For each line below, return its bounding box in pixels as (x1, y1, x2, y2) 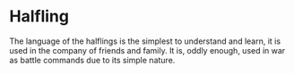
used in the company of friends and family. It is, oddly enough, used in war (9, 45, 286, 55)
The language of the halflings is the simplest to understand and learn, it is (9, 36, 281, 46)
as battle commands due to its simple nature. (9, 54, 176, 65)
